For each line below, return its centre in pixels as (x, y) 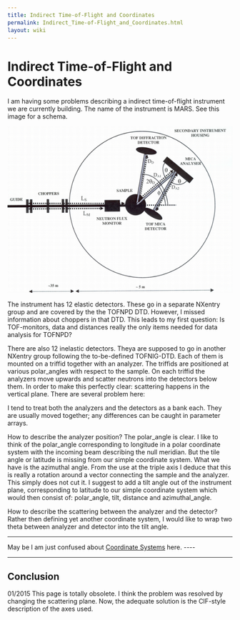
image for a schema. (37, 116)
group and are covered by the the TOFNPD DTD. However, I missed (106, 312)
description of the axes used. (50, 609)
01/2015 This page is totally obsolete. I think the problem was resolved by (115, 594)
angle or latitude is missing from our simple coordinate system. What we (114, 460)
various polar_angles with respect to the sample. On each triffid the (106, 371)
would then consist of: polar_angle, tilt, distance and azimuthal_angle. (110, 498)
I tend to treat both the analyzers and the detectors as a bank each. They (115, 408)
